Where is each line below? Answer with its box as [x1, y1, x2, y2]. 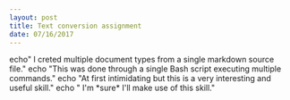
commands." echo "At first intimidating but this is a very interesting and [9, 73, 271, 84]
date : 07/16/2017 [9, 29, 74, 38]
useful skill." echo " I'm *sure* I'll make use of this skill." [9, 82, 216, 94]
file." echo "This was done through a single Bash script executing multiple [9, 63, 282, 74]
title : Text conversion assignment [9, 21, 142, 30]
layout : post [9, 12, 58, 22]
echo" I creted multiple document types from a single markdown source [9, 54, 275, 65]
